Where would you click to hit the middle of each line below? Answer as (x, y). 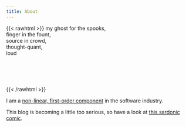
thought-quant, (24, 47)
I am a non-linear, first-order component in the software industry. (85, 101)
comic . (14, 118)
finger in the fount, (28, 34)
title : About (22, 11)
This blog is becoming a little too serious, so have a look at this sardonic (93, 112)
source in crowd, (26, 40)
